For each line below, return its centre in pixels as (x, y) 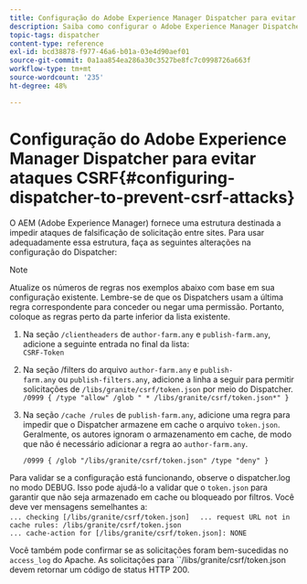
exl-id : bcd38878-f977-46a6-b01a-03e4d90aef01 (100, 52)
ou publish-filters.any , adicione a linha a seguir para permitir (176, 379)
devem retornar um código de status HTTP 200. (100, 569)
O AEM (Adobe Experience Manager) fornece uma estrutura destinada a (145, 223)
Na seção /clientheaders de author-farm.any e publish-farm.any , (147, 334)
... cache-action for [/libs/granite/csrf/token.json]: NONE (128, 533)
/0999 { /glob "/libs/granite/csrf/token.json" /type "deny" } (146, 461)
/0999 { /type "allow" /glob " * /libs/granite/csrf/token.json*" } (156, 398)
